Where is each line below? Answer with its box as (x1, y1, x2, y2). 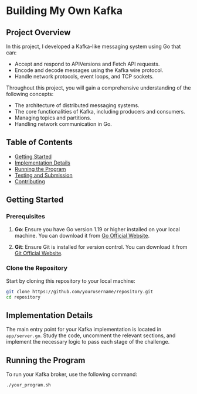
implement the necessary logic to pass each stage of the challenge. (6, 338, 170, 345)
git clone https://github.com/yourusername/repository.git (6, 289, 154, 294)
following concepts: (6, 91, 54, 97)
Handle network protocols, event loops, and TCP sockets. (14, 73, 154, 80)
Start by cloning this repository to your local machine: (6, 277, 136, 285)
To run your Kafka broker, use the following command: (6, 371, 138, 378)
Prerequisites (6, 213, 45, 221)
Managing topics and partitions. (14, 114, 92, 121)
